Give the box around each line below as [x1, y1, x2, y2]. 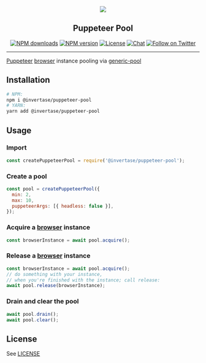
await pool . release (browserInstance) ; [6, 283, 105, 289]
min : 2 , [12, 191, 32, 197]
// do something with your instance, [6, 271, 103, 277]
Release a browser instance [6, 251, 91, 260]
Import [6, 143, 27, 152]
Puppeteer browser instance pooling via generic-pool [6, 57, 142, 64]
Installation [6, 75, 50, 85]
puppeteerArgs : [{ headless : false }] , [12, 203, 114, 209]
